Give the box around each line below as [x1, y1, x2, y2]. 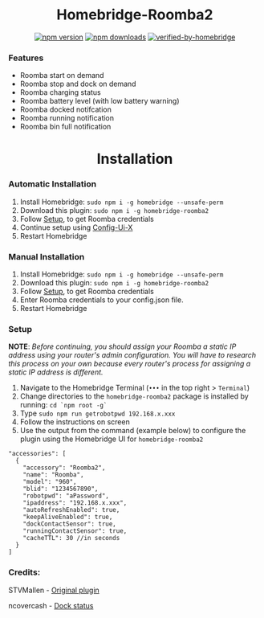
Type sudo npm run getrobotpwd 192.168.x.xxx [19, 408, 176, 419]
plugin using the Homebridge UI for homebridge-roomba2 [19, 434, 204, 444]
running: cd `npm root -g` [19, 400, 108, 410]
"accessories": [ [8, 450, 67, 458]
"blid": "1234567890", [22, 485, 99, 493]
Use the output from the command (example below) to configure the [19, 426, 246, 436]
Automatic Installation [8, 178, 97, 190]
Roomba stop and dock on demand [19, 79, 136, 89]
